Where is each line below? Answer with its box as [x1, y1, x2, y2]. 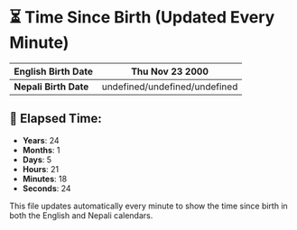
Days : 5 [22, 154, 52, 165]
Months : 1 [22, 144, 60, 155]
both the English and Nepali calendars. [9, 209, 153, 221]
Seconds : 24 [22, 182, 71, 194]
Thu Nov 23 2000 [130, 65, 209, 78]
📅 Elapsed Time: [9, 111, 102, 126]
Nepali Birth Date [14, 80, 89, 93]
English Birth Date [14, 65, 93, 78]
